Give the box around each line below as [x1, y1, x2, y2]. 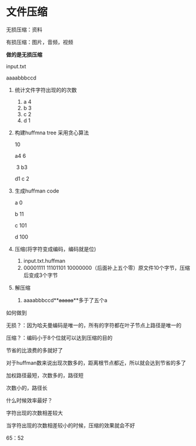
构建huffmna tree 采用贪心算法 [14, 129, 89, 136]
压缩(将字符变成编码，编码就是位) [14, 245, 97, 252]
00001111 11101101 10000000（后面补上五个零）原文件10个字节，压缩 [23, 264, 190, 271]
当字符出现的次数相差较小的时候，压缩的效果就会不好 [6, 422, 135, 429]
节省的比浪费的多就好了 [6, 346, 63, 354]
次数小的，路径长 [6, 384, 48, 391]
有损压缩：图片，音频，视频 [6, 38, 74, 45]
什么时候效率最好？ [6, 397, 53, 404]
